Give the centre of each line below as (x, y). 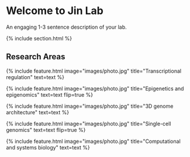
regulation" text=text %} (35, 77)
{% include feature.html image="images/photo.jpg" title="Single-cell (89, 124)
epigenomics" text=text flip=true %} (50, 94)
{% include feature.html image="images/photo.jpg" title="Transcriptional (94, 71)
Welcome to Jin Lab (55, 11)
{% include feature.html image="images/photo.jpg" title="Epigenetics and (95, 88)
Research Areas (36, 57)
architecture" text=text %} (37, 112)
